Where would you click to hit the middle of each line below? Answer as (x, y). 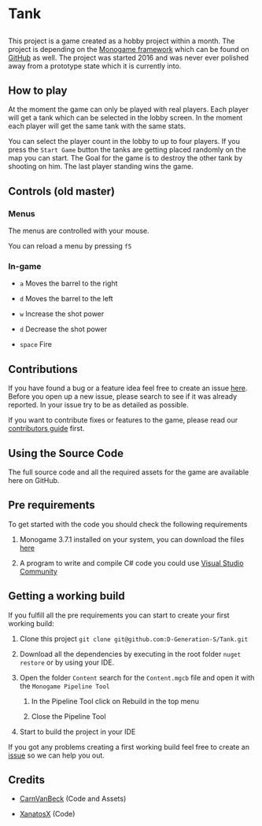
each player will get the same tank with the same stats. (97, 126)
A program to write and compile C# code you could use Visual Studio (131, 562)
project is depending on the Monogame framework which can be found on (129, 49)
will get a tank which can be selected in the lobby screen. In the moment (125, 118)
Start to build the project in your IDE (77, 732)
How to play (38, 90)
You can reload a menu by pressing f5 (70, 246)
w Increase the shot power (62, 314)
